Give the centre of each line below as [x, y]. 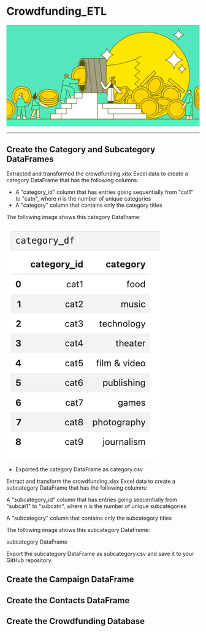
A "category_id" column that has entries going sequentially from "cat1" [104, 192]
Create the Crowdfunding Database [76, 621]
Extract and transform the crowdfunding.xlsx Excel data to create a [91, 481]
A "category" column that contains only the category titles [89, 205]
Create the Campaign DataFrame [70, 580]
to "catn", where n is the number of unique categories [83, 199]
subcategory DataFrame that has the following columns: [77, 488]
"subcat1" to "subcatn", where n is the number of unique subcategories [97, 506]
